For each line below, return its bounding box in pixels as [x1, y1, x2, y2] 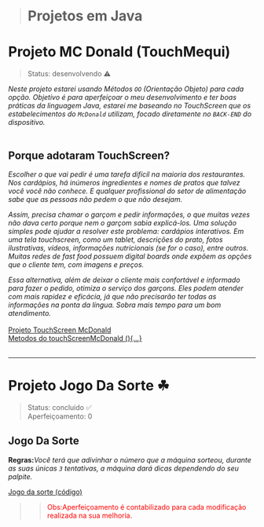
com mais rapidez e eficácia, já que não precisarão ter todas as [8, 291, 217, 301]
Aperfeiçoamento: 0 [27, 412, 93, 421]
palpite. [8, 471, 33, 481]
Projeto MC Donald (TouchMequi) [8, 43, 231, 61]
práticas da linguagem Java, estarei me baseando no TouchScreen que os [8, 101, 251, 111]
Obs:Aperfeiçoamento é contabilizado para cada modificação [46, 502, 247, 511]
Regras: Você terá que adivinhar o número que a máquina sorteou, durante [8, 455, 251, 464]
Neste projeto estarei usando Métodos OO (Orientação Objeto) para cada [8, 84, 244, 93]
